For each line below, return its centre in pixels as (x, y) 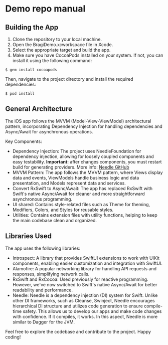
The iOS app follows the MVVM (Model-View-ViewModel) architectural (78, 121)
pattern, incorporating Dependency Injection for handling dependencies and (84, 126)
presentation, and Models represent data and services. (69, 183)
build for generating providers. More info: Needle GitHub (71, 167)
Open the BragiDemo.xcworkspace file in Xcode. (63, 45)
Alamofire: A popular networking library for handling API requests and (85, 268)
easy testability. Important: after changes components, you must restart (87, 161)
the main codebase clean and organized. (54, 220)
